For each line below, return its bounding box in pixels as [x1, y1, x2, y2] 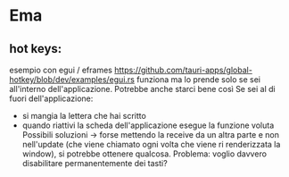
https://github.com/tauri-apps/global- [114, 64, 252, 75]
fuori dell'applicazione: [9, 93, 94, 104]
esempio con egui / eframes [9, 64, 113, 75]
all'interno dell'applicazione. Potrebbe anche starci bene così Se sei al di [9, 84, 277, 94]
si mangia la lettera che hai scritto [21, 111, 147, 121]
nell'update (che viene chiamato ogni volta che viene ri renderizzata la [21, 139, 281, 149]
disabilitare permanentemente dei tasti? [21, 158, 168, 168]
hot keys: [9, 41, 62, 56]
